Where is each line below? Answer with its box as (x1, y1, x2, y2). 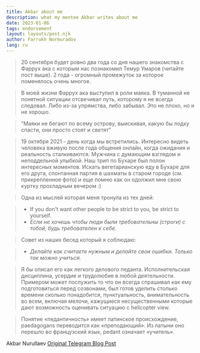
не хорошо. (20, 108, 50, 115)
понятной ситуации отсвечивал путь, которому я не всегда (20, 95, 174, 102)
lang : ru (6, 42, 28, 48)
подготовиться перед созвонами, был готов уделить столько (20, 285, 178, 292)
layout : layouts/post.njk (6, 31, 71, 37)
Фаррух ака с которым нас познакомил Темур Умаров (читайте (20, 65, 184, 72)
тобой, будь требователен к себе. (29, 224, 117, 232)
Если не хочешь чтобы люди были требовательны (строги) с (29, 218, 186, 225)
